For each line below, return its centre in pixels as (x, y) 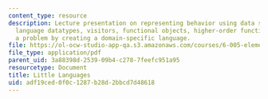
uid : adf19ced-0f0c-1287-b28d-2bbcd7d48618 (82, 82)
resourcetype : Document (48, 68)
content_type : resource (48, 16)
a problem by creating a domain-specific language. (103, 38)
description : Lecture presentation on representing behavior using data (132, 23)
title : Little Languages (49, 75)
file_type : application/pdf (55, 53)
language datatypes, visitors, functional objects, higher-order (126, 30)
